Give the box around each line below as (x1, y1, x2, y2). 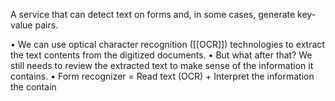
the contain (10, 81, 57, 93)
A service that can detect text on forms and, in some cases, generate (10, 9, 296, 20)
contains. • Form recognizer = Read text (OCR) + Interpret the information (10, 70, 315, 82)
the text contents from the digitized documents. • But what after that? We (10, 49, 313, 61)
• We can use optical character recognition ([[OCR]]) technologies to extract (10, 39, 325, 50)
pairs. (34, 19, 59, 31)
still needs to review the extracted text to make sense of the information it (10, 60, 314, 71)
